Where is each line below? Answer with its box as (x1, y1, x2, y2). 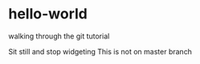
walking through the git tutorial (8, 31, 110, 41)
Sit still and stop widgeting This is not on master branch (8, 46, 193, 56)
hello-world (8, 5, 88, 23)
